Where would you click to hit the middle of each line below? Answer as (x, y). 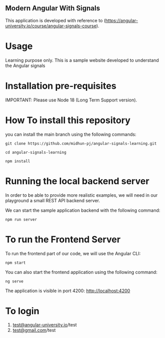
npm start (16, 263)
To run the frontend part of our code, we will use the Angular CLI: (73, 253)
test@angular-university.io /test (45, 325)
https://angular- (122, 20)
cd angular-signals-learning (36, 152)
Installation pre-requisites (61, 86)
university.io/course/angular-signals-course (51, 26)
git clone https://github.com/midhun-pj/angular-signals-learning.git (81, 143)
